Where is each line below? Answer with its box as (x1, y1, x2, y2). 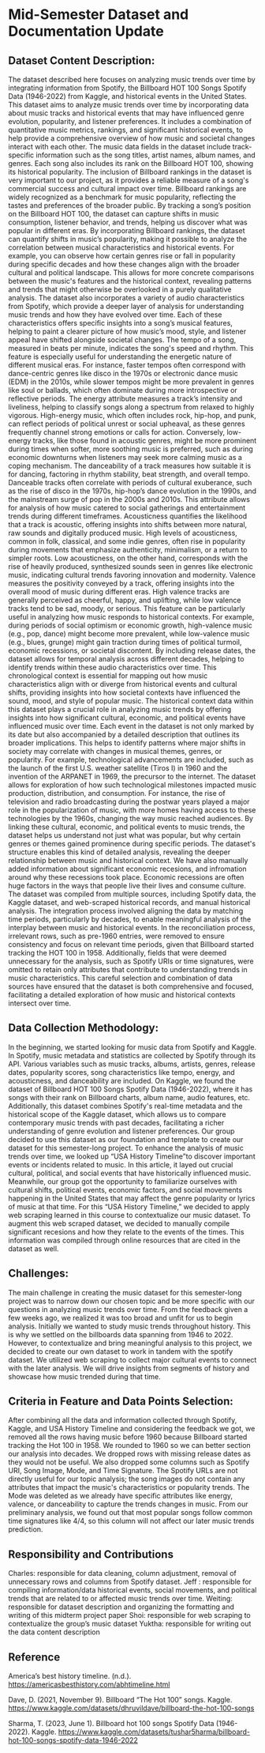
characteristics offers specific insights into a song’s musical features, (8, 319, 233, 327)
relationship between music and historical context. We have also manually (8, 856, 248, 865)
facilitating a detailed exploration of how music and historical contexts (8, 990, 236, 999)
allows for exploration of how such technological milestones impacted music (8, 780, 257, 790)
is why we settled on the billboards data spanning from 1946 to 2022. (8, 1329, 234, 1339)
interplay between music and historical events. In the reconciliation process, (8, 923, 256, 932)
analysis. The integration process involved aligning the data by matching (8, 907, 244, 915)
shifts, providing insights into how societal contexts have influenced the (8, 688, 241, 697)
